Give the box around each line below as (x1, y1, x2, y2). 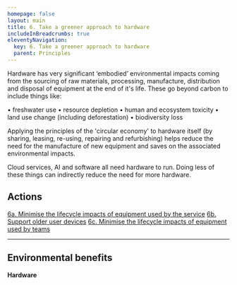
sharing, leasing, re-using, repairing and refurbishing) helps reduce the (7, 134, 214, 142)
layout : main (7, 17, 46, 24)
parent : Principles (13, 50, 71, 57)
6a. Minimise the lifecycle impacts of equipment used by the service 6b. (7, 209, 217, 218)
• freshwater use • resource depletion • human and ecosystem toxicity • (7, 105, 219, 114)
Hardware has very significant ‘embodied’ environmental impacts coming (7, 69, 220, 78)
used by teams (7, 224, 51, 233)
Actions (7, 191, 42, 203)
